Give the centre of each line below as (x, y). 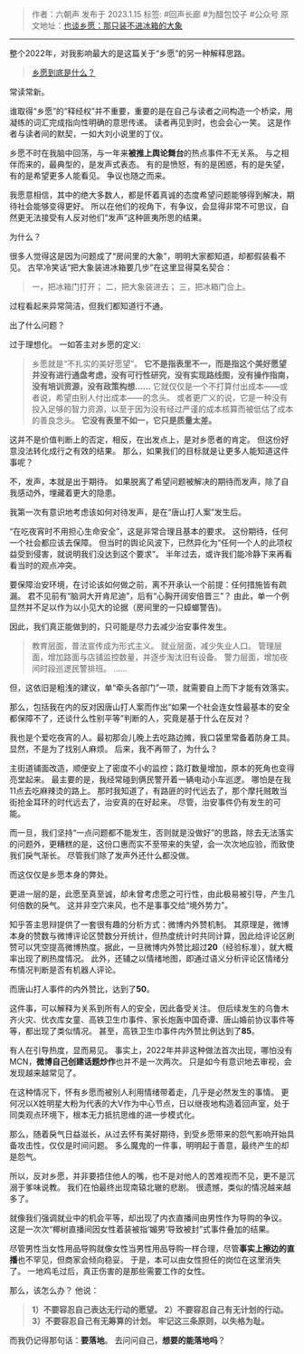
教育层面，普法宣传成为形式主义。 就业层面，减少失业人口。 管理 (152, 646)
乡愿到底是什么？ (63, 73)
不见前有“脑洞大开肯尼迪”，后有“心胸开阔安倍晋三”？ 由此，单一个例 (162, 596)
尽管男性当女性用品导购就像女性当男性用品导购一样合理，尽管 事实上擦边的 (148, 1248)
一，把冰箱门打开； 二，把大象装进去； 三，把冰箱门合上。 (141, 286)
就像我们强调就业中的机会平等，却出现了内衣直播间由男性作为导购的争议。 (148, 1218)
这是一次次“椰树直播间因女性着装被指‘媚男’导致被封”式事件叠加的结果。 (142, 1229)
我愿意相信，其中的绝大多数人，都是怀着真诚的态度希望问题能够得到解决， (148, 195)
